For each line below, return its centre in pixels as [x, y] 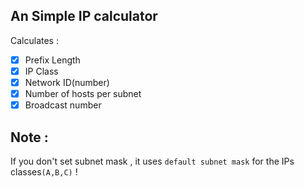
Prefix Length [52, 60]
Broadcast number [63, 105]
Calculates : [34, 40]
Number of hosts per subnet [83, 93]
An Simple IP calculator [84, 16]
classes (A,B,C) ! [44, 171]
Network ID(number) [67, 82]
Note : [29, 137]
